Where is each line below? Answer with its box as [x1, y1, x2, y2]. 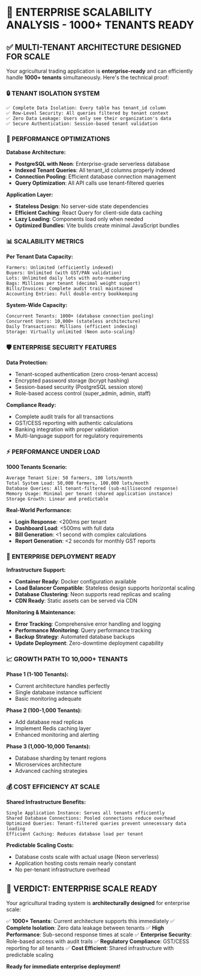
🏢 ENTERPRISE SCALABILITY [6, 5, 153, 19]
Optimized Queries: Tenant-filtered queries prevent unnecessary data [6, 820, 187, 827]
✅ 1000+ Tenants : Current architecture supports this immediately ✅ [6, 918, 175, 925]
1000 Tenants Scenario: [6, 463, 67, 471]
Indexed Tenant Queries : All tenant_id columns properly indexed [14, 166, 176, 174]
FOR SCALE [6, 51, 50, 62]
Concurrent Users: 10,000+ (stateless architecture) [6, 318, 141, 324]
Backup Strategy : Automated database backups [14, 633, 135, 640]
